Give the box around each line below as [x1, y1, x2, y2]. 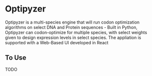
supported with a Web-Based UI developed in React [5, 39, 109, 45]
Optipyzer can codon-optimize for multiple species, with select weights [5, 29, 148, 35]
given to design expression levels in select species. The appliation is [5, 35, 141, 40]
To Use [5, 54, 27, 62]
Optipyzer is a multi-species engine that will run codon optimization [5, 19, 140, 25]
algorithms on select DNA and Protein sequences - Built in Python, [5, 24, 137, 30]
